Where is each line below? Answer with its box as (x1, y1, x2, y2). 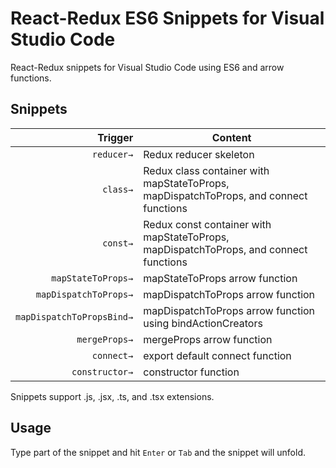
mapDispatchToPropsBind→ (15, 311, 134, 322)
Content (211, 130, 252, 144)
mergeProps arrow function (143, 332, 273, 346)
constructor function (143, 365, 240, 379)
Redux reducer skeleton (143, 147, 255, 161)
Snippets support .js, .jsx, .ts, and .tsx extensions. (10, 390, 215, 402)
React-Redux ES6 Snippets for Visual (10, 7, 325, 30)
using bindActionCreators (143, 316, 263, 330)
